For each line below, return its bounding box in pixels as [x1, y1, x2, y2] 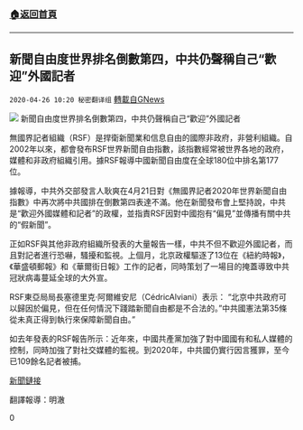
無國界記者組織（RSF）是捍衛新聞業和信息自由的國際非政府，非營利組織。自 [9, 133, 293, 144]
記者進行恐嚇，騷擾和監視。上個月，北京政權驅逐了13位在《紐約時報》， [24, 250, 290, 261]
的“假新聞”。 [9, 220, 57, 230]
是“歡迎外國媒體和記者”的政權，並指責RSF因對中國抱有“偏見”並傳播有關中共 [9, 208, 291, 219]
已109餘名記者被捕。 [9, 356, 87, 367]
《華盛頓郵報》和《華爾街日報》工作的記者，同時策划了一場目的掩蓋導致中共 [9, 261, 290, 272]
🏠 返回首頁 [9, 7, 58, 20]
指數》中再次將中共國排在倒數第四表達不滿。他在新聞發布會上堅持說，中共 [9, 197, 286, 208]
